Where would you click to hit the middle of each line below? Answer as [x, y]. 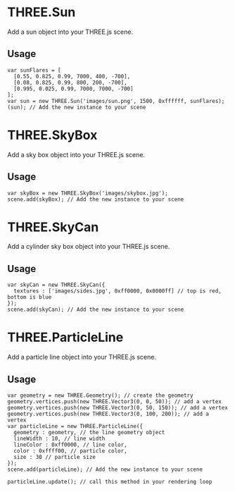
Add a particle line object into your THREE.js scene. [82, 357]
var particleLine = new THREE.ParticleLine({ [75, 426]
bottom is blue [30, 297]
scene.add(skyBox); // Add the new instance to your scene [96, 199]
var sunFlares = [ [34, 70]
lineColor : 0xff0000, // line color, [71, 445]
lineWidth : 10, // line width [59, 438]
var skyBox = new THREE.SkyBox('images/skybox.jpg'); [88, 193]
